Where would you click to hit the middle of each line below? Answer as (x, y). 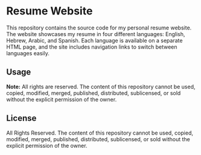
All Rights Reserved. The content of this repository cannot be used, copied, (100, 133)
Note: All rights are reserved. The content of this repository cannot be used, (101, 87)
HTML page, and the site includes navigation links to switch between (92, 47)
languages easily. (28, 53)
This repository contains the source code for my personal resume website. (99, 28)
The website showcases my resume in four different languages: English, (96, 34)
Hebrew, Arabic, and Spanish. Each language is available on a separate (94, 40)
